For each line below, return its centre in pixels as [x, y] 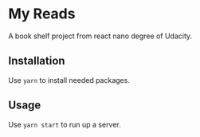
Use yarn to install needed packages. [69, 80]
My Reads [42, 14]
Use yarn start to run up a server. [65, 124]
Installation [37, 61]
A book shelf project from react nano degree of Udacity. [100, 36]
